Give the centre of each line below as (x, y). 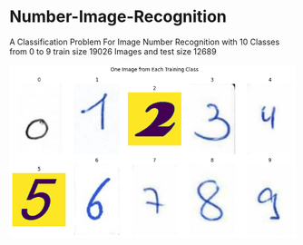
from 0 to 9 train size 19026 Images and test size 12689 (113, 51)
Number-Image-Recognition (118, 17)
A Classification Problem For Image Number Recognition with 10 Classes (145, 42)
